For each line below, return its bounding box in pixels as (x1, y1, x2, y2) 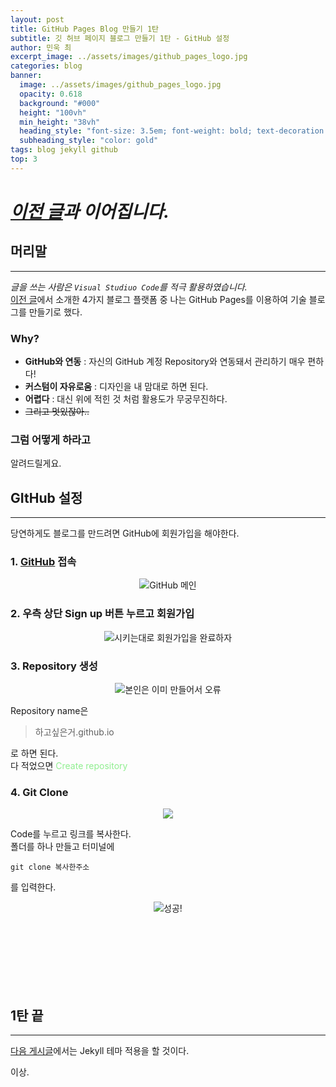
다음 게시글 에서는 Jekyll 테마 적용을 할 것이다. (10, 1045, 190, 1057)
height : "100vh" (19, 107, 87, 118)
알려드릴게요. (10, 457, 62, 470)
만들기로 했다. (28, 306, 83, 318)
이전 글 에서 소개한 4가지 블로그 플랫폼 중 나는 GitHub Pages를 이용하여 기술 (10, 293, 307, 305)
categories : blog (10, 61, 83, 71)
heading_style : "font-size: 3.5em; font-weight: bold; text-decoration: (19, 126, 329, 136)
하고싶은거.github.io (34, 726, 115, 738)
